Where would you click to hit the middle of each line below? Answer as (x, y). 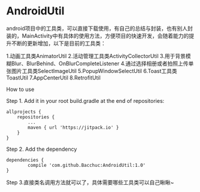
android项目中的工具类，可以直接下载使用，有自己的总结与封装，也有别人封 (100, 28)
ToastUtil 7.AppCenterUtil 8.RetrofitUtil (53, 77)
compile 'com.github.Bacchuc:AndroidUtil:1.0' (87, 165)
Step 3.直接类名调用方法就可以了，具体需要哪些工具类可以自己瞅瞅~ (90, 182)
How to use (20, 89)
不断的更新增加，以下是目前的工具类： (58, 43)
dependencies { (25, 160)
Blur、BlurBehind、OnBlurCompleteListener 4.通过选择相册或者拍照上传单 (102, 63)
